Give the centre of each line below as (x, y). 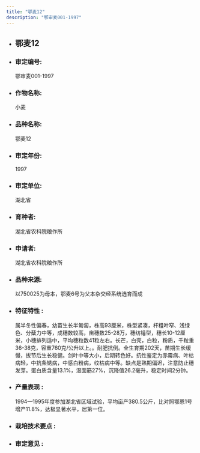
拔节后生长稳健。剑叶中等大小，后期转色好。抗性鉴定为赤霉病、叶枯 (110, 355)
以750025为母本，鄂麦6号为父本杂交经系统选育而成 (79, 294)
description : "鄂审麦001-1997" (44, 17)
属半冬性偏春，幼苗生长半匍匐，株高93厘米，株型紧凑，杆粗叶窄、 (97, 325)
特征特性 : (29, 311)
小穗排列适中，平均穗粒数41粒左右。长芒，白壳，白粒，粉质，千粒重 (110, 340)
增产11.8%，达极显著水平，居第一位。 (62, 409)
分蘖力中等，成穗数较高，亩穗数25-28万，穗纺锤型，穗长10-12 (103, 333)
